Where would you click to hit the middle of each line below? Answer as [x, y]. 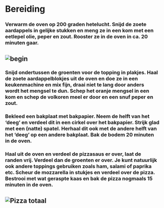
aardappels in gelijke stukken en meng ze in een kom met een [80, 30]
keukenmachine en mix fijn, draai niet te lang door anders [75, 85]
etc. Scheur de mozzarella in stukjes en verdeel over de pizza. [80, 173]
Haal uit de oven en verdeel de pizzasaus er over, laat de [73, 154]
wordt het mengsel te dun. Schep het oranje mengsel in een [77, 91]
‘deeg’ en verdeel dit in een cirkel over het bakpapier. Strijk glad [82, 123]
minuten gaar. [22, 43]
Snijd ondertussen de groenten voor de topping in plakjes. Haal [82, 73]
